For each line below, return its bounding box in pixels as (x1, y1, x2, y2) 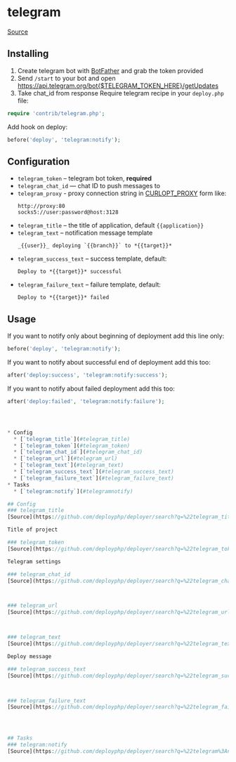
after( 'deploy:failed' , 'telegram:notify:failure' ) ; (7, 398, 165, 405)
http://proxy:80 (17, 203, 65, 210)
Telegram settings (7, 558, 61, 565)
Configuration (7, 155, 70, 167)
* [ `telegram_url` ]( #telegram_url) (13, 455, 118, 462)
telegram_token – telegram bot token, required (17, 174, 152, 183)
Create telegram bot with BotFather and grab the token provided (17, 66, 204, 74)
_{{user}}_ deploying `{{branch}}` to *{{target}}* (17, 242, 172, 249)
